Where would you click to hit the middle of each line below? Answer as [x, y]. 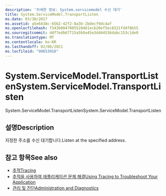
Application [24, 182]
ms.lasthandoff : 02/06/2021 [34, 47]
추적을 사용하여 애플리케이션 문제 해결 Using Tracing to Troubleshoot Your [85, 177]
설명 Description [30, 127]
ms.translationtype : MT [30, 38]
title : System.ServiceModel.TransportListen [52, 14]
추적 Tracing [24, 170]
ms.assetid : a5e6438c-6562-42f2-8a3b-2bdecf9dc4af [58, 24]
